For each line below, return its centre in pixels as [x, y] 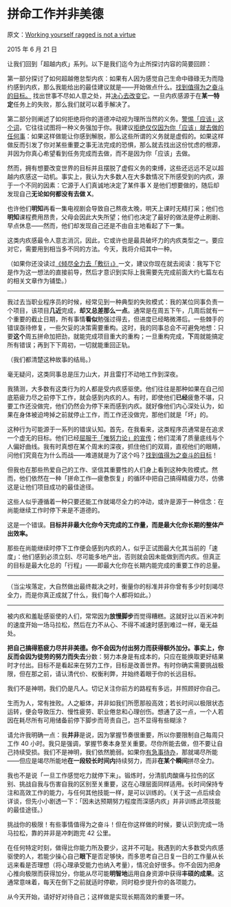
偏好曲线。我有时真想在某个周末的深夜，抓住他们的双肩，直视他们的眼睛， [118, 446]
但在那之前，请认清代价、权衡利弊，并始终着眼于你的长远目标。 [109, 674]
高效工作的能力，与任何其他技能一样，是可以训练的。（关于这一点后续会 [120, 792]
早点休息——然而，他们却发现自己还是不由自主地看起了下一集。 [97, 225]
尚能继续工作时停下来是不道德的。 [55, 510]
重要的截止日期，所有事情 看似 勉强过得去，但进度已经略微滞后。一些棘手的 [118, 319]
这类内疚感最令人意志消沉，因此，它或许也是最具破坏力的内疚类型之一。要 [112, 240]
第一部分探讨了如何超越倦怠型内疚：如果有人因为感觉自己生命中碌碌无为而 [112, 78]
